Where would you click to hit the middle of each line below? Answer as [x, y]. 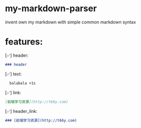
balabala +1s [23, 83]
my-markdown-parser [51, 9]
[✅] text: [13, 74]
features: [24, 42]
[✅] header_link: [21, 111]
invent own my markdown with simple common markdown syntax [70, 22]
